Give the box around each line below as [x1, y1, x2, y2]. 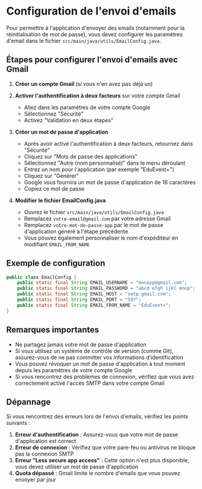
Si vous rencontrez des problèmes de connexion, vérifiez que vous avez [14, 373, 195, 380]
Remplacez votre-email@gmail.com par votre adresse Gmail [24, 215, 171, 222]
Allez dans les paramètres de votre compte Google [24, 103, 151, 111]
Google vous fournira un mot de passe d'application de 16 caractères [24, 179, 196, 186]
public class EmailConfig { [6, 274, 77, 280]
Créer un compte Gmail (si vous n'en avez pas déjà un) [14, 80, 153, 87]
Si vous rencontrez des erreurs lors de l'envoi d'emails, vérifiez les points [6, 413, 189, 420]
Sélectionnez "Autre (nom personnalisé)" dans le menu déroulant [24, 159, 186, 166]
